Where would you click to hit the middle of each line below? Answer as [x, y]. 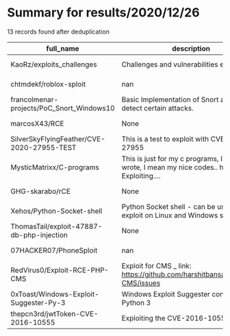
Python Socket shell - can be [168, 206]
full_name [63, 48]
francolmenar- [35, 99]
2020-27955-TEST [43, 147]
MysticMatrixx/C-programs [55, 167]
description [191, 48]
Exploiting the [143, 318]
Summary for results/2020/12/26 [103, 13]
